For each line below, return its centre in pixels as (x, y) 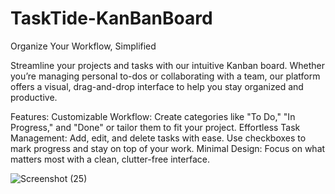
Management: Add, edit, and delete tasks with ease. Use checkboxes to (158, 138)
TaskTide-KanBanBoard (111, 18)
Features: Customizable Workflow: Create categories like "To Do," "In (153, 116)
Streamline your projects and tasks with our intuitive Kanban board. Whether (168, 65)
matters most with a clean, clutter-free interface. (110, 159)
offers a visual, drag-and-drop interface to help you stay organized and (157, 86)
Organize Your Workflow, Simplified (83, 46)
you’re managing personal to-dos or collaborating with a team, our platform (165, 76)
